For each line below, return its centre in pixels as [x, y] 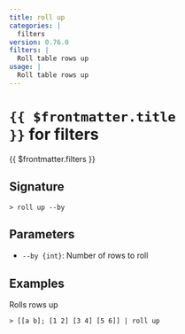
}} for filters [54, 134]
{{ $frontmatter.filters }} [52, 159]
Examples [37, 283]
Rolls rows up [34, 305]
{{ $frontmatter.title [92, 117]
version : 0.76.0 [39, 42]
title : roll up [37, 17]
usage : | [25, 67]
